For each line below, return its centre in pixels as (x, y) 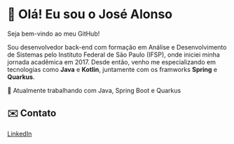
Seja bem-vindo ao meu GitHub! (54, 34)
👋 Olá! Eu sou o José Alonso (90, 14)
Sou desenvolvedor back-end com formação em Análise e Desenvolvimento (117, 47)
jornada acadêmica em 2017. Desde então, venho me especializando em (111, 62)
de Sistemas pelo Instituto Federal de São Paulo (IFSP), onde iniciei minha (114, 55)
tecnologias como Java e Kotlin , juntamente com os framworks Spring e (112, 69)
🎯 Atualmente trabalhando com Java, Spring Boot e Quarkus (94, 90)
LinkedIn (20, 134)
